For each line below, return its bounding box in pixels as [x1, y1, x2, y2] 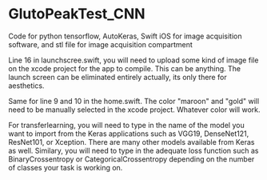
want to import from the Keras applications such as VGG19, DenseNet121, [8, 129, 249, 138]
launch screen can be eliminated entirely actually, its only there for [8, 72, 227, 82]
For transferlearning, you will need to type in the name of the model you [8, 120, 245, 130]
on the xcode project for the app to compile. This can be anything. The [8, 63, 241, 73]
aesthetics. [8, 81, 45, 90]
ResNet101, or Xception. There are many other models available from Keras [8, 137, 255, 146]
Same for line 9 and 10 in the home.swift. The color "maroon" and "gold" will [8, 96, 260, 106]
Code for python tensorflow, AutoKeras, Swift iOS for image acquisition [8, 31, 242, 41]
